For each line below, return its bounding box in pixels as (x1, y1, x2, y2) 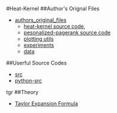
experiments (23, 41, 54, 49)
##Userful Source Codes (6, 59, 67, 66)
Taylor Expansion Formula (14, 100, 79, 107)
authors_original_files (14, 17, 67, 23)
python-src (14, 77, 43, 84)
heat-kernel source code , (23, 23, 86, 30)
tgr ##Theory (6, 89, 39, 95)
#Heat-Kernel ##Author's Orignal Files (6, 5, 100, 12)
